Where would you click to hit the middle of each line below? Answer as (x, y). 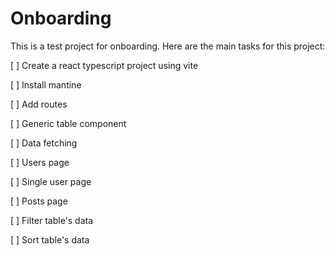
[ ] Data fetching (44, 143)
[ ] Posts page (39, 201)
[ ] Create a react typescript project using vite (104, 65)
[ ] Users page (40, 162)
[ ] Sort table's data (50, 239)
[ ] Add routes (39, 104)
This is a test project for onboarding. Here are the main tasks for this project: (168, 46)
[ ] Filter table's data (52, 220)
